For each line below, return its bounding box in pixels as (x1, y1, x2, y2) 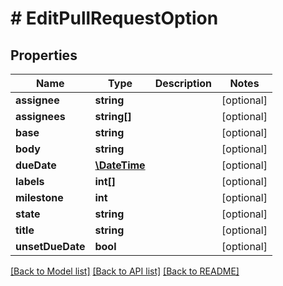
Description (154, 77, 213, 90)
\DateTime (94, 158, 146, 172)
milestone (15, 191, 64, 204)
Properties (10, 47, 78, 64)
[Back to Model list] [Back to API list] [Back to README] (10, 265, 240, 277)
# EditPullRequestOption (10, 7, 219, 30)
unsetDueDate (15, 240, 86, 253)
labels (15, 175, 45, 188)
